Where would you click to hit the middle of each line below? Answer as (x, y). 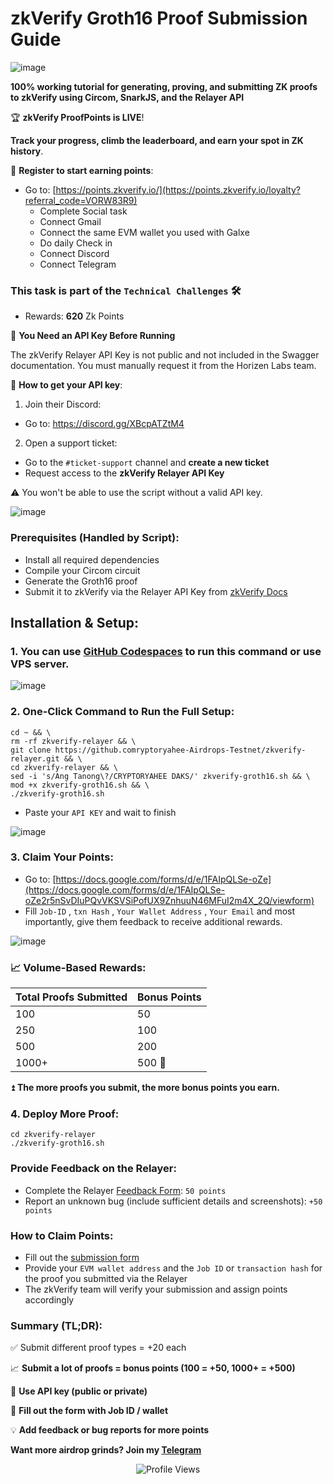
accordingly (49, 1300)
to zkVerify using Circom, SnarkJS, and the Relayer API (127, 97)
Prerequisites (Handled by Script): (95, 538)
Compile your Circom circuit (82, 570)
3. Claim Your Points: (62, 857)
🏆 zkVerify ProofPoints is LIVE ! (77, 117)
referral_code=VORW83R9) (81, 200)
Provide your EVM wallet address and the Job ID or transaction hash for (173, 1268)
